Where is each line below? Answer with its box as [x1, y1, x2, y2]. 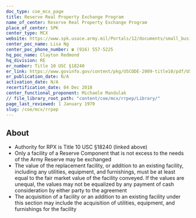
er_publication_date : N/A [6, 74, 69, 79]
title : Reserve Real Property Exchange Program [6, 14, 124, 20]
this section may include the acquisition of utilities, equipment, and [14, 199, 175, 206]
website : [6, 36, 27, 41]
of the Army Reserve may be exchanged [14, 156, 112, 163]
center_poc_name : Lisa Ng [6, 41, 69, 47]
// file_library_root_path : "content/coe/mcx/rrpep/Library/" [6, 95, 160, 101]
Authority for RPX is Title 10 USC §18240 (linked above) [14, 144, 148, 151]
